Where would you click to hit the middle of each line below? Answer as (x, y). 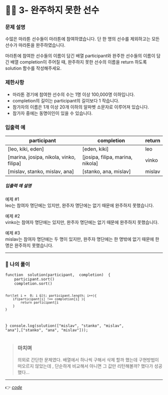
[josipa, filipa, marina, (107, 157)
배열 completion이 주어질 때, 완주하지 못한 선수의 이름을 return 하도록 (78, 62)
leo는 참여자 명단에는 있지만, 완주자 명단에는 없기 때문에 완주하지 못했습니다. (79, 205)
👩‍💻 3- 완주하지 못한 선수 (52, 10)
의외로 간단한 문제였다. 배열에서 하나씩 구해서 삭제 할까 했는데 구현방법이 (88, 360)
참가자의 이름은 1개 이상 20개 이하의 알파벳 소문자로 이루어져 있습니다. (80, 107)
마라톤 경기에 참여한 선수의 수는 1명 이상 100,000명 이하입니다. (73, 94)
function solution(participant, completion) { (58, 275)
